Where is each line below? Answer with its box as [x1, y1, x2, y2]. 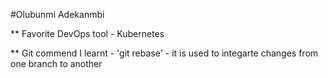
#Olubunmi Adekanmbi [10, 9, 105, 20]
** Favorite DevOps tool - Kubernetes [10, 28, 165, 39]
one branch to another [10, 58, 103, 69]
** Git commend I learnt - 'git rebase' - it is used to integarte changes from [10, 47, 319, 59]
